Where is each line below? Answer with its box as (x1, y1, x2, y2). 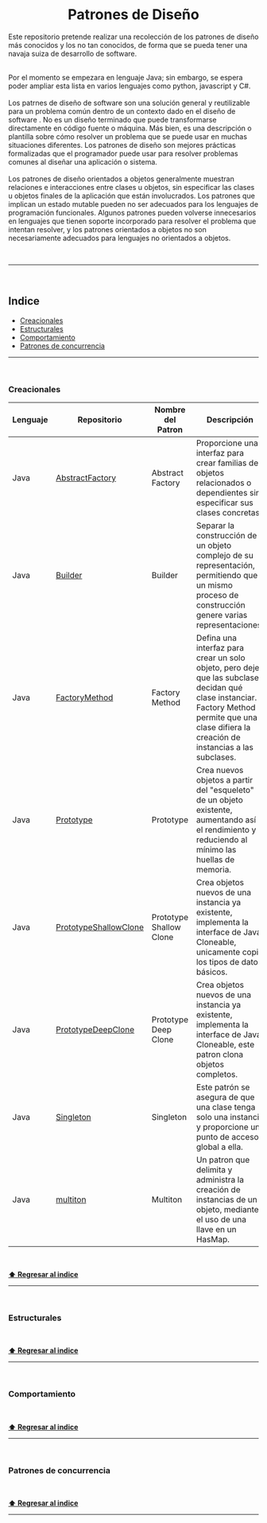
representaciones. (195, 620, 264, 631)
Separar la (195, 520, 235, 531)
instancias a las (195, 742, 254, 753)
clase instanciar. (195, 692, 257, 703)
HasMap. (195, 1234, 230, 1245)
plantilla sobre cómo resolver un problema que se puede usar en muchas (8, 131, 248, 141)
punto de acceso (195, 1132, 260, 1143)
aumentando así (195, 814, 257, 826)
